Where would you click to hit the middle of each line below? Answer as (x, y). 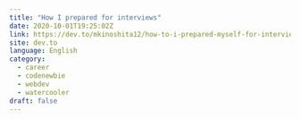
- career (33, 68)
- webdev (33, 84)
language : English (43, 51)
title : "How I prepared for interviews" (86, 17)
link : (19, 34)
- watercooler (43, 92)
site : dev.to (33, 42)
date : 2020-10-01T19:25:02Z (62, 26)
